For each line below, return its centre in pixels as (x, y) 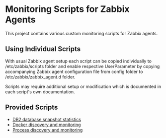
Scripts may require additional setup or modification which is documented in (83, 86)
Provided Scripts (32, 107)
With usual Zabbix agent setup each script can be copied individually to (78, 61)
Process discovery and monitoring (47, 130)
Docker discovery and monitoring (46, 125)
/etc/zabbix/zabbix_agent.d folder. (40, 77)
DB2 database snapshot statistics (46, 119)
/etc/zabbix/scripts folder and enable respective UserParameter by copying (83, 66)
